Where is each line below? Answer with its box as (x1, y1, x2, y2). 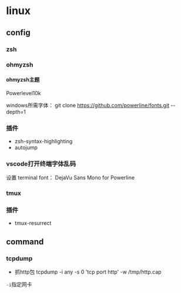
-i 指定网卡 (6, 281, 32, 288)
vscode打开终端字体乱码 (6, 160, 76, 168)
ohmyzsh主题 (6, 76, 40, 83)
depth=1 (6, 108, 26, 115)
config (6, 28, 31, 38)
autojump (14, 144, 38, 151)
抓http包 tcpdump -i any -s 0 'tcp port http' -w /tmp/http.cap (14, 268, 162, 275)
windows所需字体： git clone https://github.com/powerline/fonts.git (6, 102, 169, 109)
